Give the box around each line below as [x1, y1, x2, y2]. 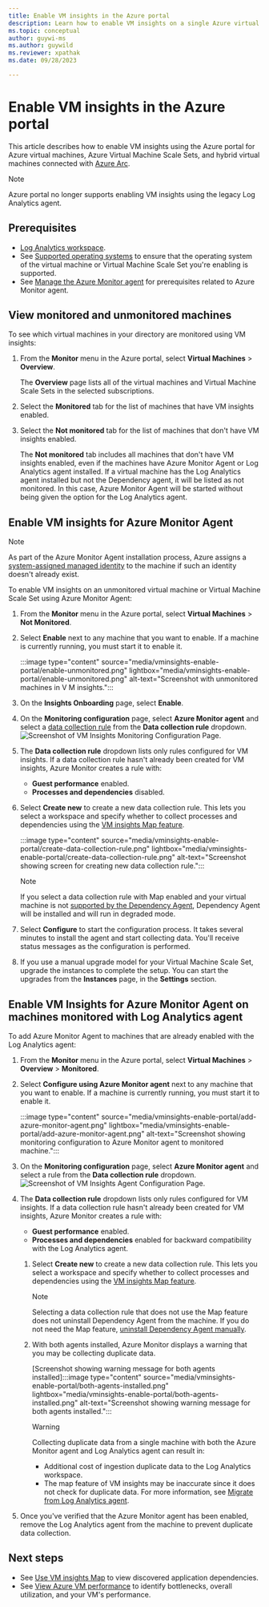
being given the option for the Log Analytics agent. [19, 492, 188, 502]
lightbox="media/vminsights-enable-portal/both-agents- [31, 1390, 219, 1399]
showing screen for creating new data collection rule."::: [19, 861, 205, 870]
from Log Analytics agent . [43, 1496, 130, 1505]
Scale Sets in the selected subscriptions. [19, 386, 155, 396]
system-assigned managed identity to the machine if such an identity [8, 561, 237, 571]
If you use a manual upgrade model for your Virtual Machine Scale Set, [19, 957, 254, 967]
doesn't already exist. [8, 570, 80, 579]
